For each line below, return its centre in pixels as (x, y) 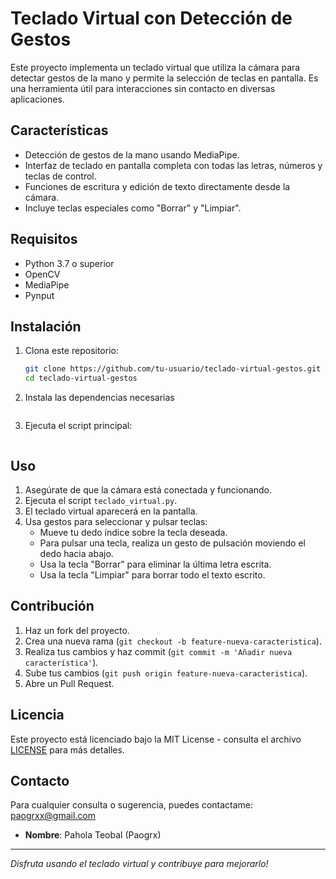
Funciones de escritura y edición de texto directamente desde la (157, 186)
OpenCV (42, 274)
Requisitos (44, 239)
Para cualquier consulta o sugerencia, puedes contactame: (132, 805)
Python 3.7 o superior (69, 263)
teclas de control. (60, 176)
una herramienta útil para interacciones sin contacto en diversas (143, 88)
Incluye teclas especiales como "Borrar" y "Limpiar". (133, 208)
